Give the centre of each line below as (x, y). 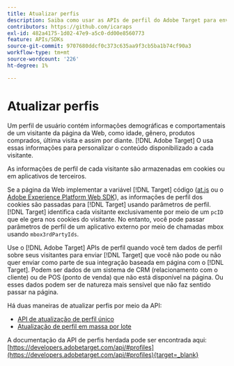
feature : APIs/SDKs (36, 40)
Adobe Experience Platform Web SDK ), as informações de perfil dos (105, 197)
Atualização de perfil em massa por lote (75, 326)
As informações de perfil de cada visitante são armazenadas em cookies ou (116, 169)
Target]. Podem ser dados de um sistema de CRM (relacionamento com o (112, 270)
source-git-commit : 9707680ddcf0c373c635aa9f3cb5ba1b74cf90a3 (99, 46)
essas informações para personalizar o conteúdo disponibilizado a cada (110, 148)
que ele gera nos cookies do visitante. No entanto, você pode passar (106, 219)
